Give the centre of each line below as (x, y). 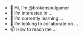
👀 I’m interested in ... (31, 13)
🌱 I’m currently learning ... (37, 18)
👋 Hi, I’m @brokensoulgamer (39, 8)
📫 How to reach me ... (33, 29)
